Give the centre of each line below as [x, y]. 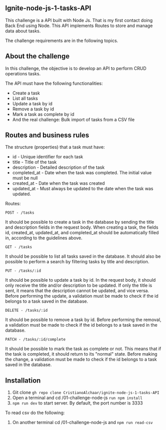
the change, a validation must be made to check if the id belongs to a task [81, 360]
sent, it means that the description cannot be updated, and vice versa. [77, 291]
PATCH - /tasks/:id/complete [35, 340]
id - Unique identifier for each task [48, 157]
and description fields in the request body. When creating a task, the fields [82, 227]
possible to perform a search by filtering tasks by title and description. [77, 262]
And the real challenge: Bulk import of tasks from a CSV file [73, 119]
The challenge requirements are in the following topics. [62, 40]
